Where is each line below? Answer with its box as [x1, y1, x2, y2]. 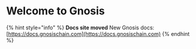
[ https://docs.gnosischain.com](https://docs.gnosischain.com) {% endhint [6, 30, 190, 37]
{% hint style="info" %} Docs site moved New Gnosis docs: [6, 24, 155, 31]
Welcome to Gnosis [6, 4, 105, 18]
